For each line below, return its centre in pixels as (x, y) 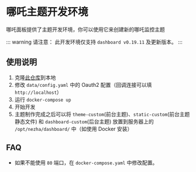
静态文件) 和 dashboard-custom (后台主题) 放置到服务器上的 (84, 122)
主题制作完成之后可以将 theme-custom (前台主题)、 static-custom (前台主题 (102, 114)
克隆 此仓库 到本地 (35, 77)
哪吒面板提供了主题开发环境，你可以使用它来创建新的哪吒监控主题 (85, 29)
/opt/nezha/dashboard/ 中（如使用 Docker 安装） (73, 129)
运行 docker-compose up (43, 99)
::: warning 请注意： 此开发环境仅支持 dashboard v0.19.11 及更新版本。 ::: (94, 42)
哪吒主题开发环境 (47, 12)
